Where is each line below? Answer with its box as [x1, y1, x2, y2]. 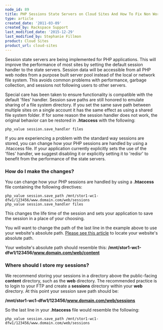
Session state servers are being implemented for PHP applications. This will [5, 56, 156, 62]
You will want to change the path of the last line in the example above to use [5, 225, 157, 231]
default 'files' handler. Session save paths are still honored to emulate [5, 96, 144, 102]
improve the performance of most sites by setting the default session [5, 62, 143, 67]
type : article [5, 16, 34, 21]
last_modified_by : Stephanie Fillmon [5, 34, 81, 39]
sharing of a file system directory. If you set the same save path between [5, 102, 151, 108]
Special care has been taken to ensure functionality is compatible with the [5, 92, 153, 97]
